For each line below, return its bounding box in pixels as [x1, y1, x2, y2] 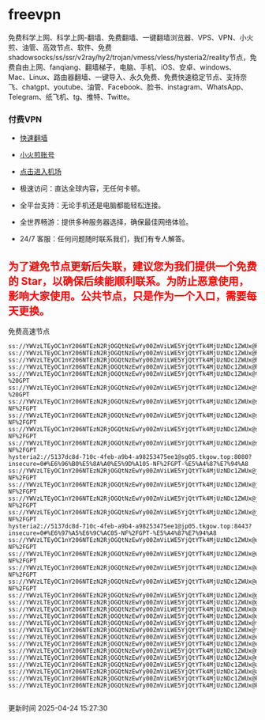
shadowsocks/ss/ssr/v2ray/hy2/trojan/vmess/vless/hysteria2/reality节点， [8, 52, 250, 62]
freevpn [8, 6, 62, 24]
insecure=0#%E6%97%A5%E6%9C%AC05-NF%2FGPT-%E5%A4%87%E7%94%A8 [8, 529, 217, 537]
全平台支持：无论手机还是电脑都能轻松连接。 [19, 200, 166, 210]
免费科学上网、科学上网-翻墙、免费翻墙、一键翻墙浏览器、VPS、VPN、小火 [8, 32, 254, 42]
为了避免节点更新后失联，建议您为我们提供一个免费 [8, 260, 257, 273]
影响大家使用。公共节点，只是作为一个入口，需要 [8, 289, 247, 302]
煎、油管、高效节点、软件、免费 [8, 42, 112, 52]
